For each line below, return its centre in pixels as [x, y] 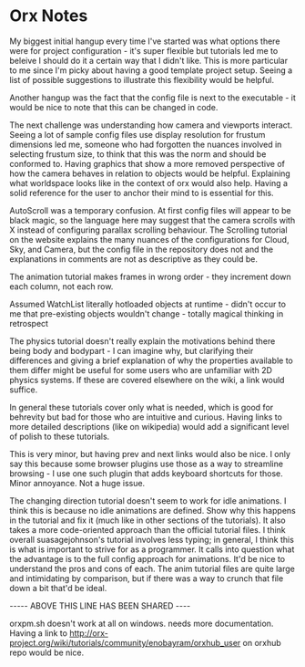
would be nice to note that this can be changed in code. [114, 107]
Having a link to [39, 633]
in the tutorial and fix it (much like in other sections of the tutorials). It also [147, 520]
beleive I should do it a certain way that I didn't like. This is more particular [149, 60]
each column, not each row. [61, 286]
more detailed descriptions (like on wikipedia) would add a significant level [149, 426]
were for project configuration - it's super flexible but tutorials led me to [144, 50]
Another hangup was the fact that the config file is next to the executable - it [152, 98]
